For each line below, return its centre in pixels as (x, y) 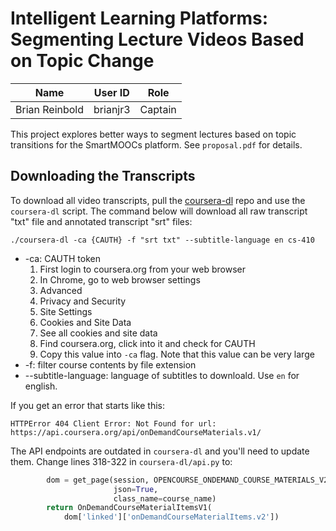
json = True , (136, 489)
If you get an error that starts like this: (88, 405)
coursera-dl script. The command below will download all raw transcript (159, 211)
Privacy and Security (83, 301)
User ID (111, 92)
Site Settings (66, 311)
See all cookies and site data (98, 333)
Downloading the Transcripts (103, 176)
